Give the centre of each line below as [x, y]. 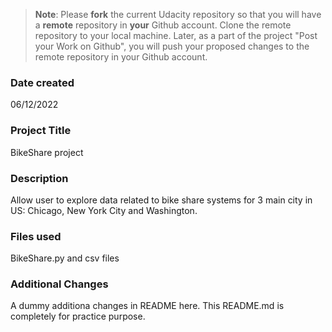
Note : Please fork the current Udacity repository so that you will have [178, 14]
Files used [36, 236]
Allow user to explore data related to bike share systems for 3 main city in [161, 200]
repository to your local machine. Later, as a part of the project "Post [176, 35]
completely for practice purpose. [78, 316]
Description [39, 178]
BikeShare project [47, 152]
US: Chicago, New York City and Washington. [104, 210]
